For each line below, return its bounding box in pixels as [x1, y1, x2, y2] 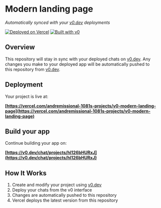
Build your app [5, 127, 50, 135]
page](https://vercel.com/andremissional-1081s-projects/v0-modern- [5, 108, 151, 114]
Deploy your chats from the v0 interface [12, 187, 92, 193]
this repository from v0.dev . [5, 66, 61, 72]
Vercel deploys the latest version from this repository [12, 197, 118, 203]
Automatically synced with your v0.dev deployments [5, 19, 110, 25]
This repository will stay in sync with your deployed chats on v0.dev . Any [5, 56, 151, 62]
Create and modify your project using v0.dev [12, 182, 102, 188]
